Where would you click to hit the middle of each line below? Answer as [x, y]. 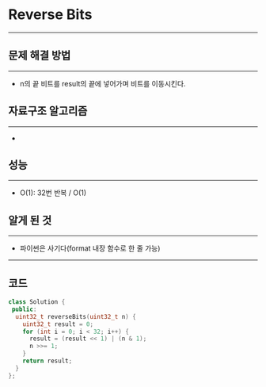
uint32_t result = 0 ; [58, 324]
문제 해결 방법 [40, 56]
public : [24, 309]
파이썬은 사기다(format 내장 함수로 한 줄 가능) [90, 248]
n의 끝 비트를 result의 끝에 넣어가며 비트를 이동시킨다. [103, 83]
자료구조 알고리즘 [48, 111]
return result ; [47, 361]
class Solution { [37, 302]
